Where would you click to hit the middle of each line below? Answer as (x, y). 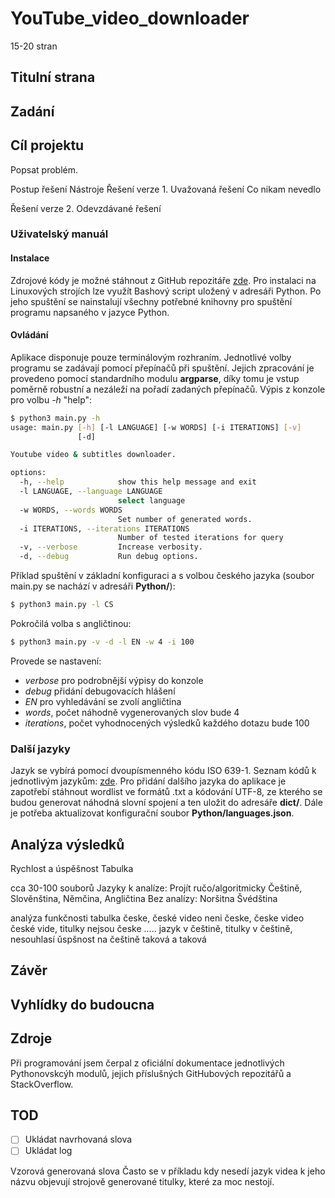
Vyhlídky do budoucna (82, 1004)
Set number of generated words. (185, 519)
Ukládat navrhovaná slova (78, 1139)
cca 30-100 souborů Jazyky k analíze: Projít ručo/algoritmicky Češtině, (156, 888)
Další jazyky (40, 749)
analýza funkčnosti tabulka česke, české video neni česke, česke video (157, 918)
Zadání (32, 111)
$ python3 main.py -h (55, 418)
